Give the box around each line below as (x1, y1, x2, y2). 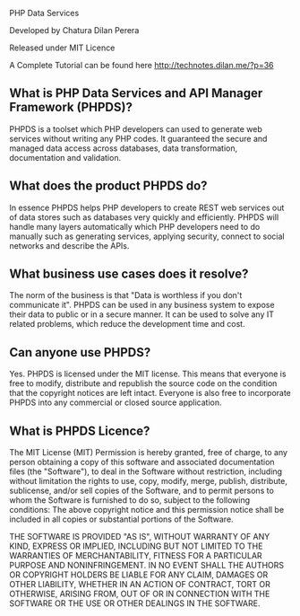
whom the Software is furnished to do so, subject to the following (9, 495, 251, 506)
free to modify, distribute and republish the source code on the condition (9, 378, 278, 389)
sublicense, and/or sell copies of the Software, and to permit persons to (9, 485, 275, 497)
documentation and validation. (9, 152, 122, 163)
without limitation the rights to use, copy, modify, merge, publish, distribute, (9, 476, 288, 487)
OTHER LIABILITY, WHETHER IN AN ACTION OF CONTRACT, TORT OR (9, 579, 270, 590)
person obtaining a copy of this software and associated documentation (9, 457, 275, 468)
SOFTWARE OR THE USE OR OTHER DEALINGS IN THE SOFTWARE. (9, 598, 261, 609)
